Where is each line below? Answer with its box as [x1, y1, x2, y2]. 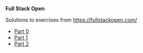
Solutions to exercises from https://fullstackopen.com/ [5, 16, 138, 23]
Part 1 [14, 34, 28, 41]
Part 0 [14, 28, 29, 35]
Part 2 [14, 41, 29, 47]
